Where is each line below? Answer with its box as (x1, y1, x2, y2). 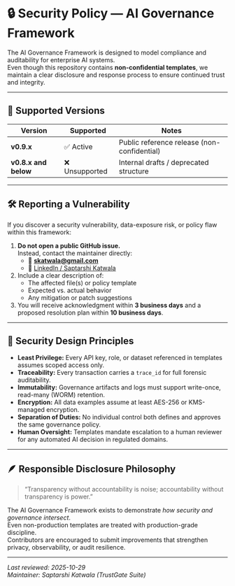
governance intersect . (7, 513, 71, 522)
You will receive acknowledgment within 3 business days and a (17, 301, 201, 309)
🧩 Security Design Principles (7, 335, 134, 347)
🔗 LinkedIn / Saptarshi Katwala (27, 264, 117, 272)
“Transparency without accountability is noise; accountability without (24, 485, 224, 494)
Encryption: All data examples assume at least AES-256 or (17, 398, 187, 406)
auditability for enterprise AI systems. (7, 55, 115, 64)
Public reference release (118, 137, 199, 147)
